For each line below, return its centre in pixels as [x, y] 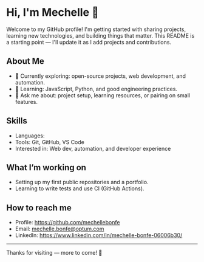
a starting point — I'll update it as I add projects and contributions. [89, 42]
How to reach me [39, 208]
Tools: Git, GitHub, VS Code [50, 142]
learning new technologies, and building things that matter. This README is [100, 35]
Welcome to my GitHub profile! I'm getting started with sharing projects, [96, 29]
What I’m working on [46, 167]
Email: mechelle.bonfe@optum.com [59, 229]
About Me [25, 61]
